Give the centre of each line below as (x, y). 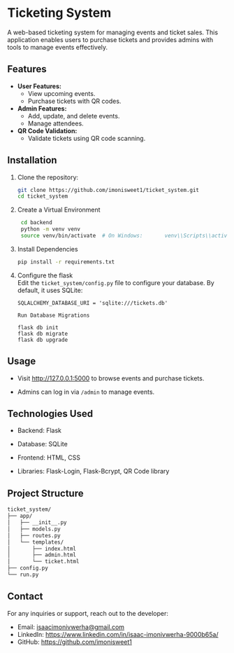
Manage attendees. (56, 123)
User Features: (39, 86)
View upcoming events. (61, 93)
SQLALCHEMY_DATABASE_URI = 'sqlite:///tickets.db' (93, 303)
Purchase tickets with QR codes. (74, 101)
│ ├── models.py (34, 529)
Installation (32, 160)
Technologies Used (50, 414)
